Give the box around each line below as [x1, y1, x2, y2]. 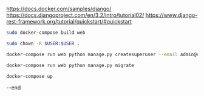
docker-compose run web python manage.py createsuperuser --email [6, 51, 178, 57]
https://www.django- [145, 11, 198, 19]
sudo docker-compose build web [6, 30, 86, 36]
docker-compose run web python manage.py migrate [6, 62, 135, 68]
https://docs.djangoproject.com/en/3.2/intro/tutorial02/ [6, 11, 144, 19]
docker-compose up [6, 73, 53, 79]
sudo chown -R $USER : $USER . [6, 40, 80, 46]
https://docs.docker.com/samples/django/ [6, 5, 112, 12]
